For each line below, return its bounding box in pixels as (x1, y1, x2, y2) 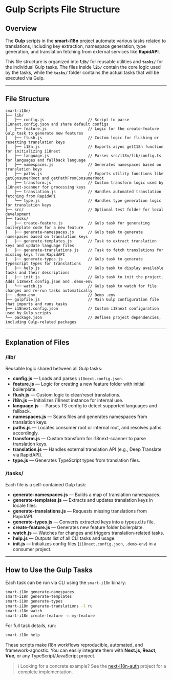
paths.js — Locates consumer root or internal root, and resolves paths (12, 424, 162, 430)
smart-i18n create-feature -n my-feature (5, 613, 95, 618)
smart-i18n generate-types (5, 599, 63, 604)
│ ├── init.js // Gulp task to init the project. (5, 274, 164, 279)
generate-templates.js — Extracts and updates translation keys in (12, 497, 153, 503)
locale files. (12, 502, 37, 508)
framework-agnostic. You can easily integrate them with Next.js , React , (5, 647, 157, 653)
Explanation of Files (5, 338, 70, 347)
